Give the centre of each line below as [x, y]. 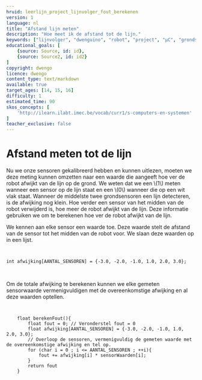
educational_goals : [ [33, 46]
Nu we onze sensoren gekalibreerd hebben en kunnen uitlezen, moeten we [99, 171]
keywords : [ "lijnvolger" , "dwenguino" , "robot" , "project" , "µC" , [91, 40]
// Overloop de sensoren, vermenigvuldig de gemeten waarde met [110, 340]
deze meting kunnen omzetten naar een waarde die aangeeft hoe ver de [96, 177]
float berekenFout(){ [44, 318]
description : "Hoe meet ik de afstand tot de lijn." [74, 34]
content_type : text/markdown [43, 79]
